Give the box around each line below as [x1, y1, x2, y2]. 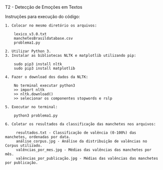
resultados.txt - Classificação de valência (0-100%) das [16, 130, 137, 135]
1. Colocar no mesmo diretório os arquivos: [5, 23, 97, 28]
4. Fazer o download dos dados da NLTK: [5, 74, 89, 79]
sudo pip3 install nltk [14, 62, 62, 67]
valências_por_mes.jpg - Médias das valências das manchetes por [16, 147, 152, 152]
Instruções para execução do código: [5, 14, 81, 19]
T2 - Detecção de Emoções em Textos [5, 4, 83, 10]
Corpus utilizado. [5, 143, 42, 148]
